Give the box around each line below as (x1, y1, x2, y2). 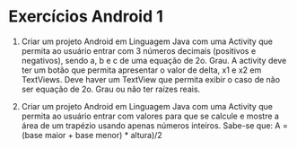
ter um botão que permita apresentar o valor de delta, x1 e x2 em (21, 65, 262, 75)
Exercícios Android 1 (8, 6, 163, 27)
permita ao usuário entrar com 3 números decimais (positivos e (21, 45, 257, 56)
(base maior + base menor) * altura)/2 (21, 129, 162, 140)
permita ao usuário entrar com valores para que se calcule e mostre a (21, 110, 280, 121)
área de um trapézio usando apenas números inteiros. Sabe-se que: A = (21, 119, 288, 131)
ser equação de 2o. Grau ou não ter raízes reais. (21, 83, 201, 94)
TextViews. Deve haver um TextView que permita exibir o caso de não (21, 74, 280, 84)
